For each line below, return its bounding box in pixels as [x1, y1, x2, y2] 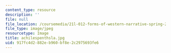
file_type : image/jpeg [5, 26, 53, 31]
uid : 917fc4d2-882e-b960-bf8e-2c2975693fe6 [5, 40, 99, 45]
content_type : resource [5, 7, 56, 13]
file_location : [5, 21, 38, 27]
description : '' [5, 12, 40, 17]
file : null [5, 17, 28, 22]
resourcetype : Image [5, 31, 49, 36]
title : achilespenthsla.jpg [5, 36, 65, 41]
